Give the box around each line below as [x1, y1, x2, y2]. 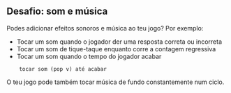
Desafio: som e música [6, 6, 108, 17]
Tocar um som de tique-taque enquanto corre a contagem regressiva [16, 44, 216, 53]
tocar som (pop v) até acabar [19, 65, 107, 72]
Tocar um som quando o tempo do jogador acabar [16, 52, 162, 60]
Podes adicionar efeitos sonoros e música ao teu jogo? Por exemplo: [6, 24, 204, 32]
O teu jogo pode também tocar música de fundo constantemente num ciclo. [6, 78, 225, 86]
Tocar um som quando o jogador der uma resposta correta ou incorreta [16, 37, 223, 46]
